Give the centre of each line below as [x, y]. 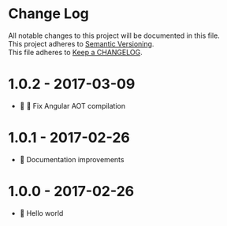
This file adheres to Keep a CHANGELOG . [76, 52]
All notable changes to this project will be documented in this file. [114, 35]
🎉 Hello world [41, 213]
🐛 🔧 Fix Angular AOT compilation [73, 106]
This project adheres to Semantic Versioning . [81, 43]
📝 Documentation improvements [72, 159]
